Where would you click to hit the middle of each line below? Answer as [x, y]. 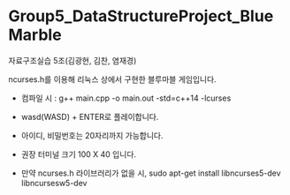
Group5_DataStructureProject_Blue [141, 16]
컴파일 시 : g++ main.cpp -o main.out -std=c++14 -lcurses [126, 98]
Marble [35, 35]
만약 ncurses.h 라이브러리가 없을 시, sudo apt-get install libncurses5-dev [151, 173]
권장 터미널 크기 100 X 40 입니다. [79, 154]
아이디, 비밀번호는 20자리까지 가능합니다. [92, 135]
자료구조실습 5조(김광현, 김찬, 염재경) [72, 60]
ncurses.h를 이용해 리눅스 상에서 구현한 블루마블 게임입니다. [113, 79]
